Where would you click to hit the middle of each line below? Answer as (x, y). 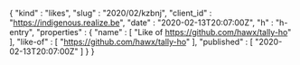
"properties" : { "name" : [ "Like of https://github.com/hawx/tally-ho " (164, 32)
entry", (22, 32)
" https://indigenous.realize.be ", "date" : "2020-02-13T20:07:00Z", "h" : (141, 23)
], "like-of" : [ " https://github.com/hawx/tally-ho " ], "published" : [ (131, 42)
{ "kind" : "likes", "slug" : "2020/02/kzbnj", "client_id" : (111, 13)
